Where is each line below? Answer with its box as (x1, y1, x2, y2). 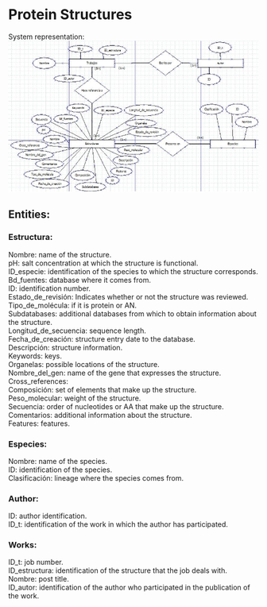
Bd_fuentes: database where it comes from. (8, 275, 151, 284)
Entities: (8, 208, 50, 222)
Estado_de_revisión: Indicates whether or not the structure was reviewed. (8, 292, 249, 301)
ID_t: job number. (8, 558, 64, 567)
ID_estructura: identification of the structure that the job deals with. (8, 566, 228, 575)
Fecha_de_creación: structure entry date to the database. (8, 334, 196, 343)
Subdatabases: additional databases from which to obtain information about (8, 308, 257, 319)
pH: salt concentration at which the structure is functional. (8, 258, 199, 268)
